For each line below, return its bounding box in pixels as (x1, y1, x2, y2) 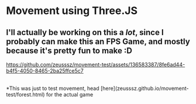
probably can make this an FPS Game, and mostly (6, 36, 190, 46)
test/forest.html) (6, 91, 45, 98)
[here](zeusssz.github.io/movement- (100, 85, 189, 92)
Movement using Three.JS (6, 4, 137, 18)
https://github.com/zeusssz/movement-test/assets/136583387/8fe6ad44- (6, 61, 185, 68)
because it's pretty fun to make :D (6, 46, 133, 56)
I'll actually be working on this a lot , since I (6, 27, 164, 37)
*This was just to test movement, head (6, 85, 99, 92)
